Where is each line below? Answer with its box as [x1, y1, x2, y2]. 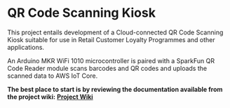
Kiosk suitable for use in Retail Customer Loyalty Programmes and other [7, 35, 215, 43]
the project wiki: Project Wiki [7, 93, 93, 101]
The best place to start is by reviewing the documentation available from [7, 85, 223, 93]
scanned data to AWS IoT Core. [7, 72, 98, 80]
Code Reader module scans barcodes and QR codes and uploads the [7, 64, 208, 72]
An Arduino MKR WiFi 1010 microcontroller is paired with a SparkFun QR [7, 56, 215, 65]
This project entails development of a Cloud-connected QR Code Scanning [7, 28, 224, 36]
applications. [7, 43, 44, 51]
